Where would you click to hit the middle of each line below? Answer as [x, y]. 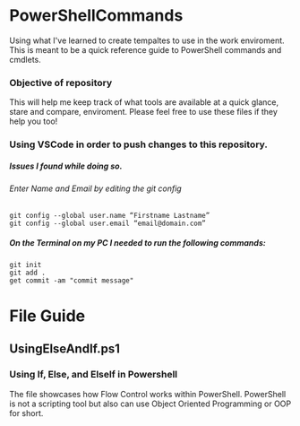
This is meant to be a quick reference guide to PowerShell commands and [146, 49]
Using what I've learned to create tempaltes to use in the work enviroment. [147, 40]
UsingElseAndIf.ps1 [65, 349]
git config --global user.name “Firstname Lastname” [110, 215]
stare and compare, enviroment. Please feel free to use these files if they [143, 112]
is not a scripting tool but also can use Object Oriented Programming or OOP [150, 404]
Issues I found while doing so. [66, 166]
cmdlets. [26, 59]
